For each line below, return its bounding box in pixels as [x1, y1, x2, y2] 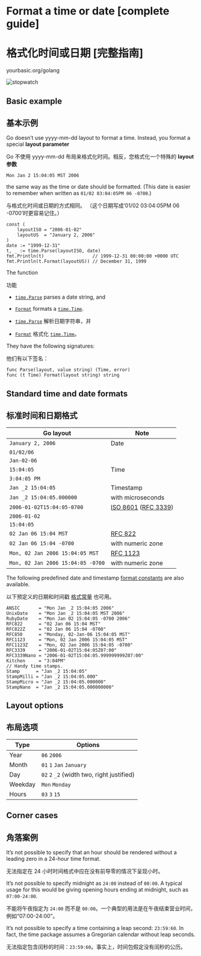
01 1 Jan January [41, 761, 87, 769]
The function [6, 269, 38, 276]
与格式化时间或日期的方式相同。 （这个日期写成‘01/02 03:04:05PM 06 [6, 202, 180, 209]
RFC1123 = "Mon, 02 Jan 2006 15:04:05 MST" [6, 637, 128, 643]
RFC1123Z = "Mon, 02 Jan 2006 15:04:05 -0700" [6, 642, 134, 648]
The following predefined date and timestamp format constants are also [6, 574, 184, 581]
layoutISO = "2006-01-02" [17, 227, 82, 233]
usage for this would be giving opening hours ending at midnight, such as [6, 886, 188, 893]
